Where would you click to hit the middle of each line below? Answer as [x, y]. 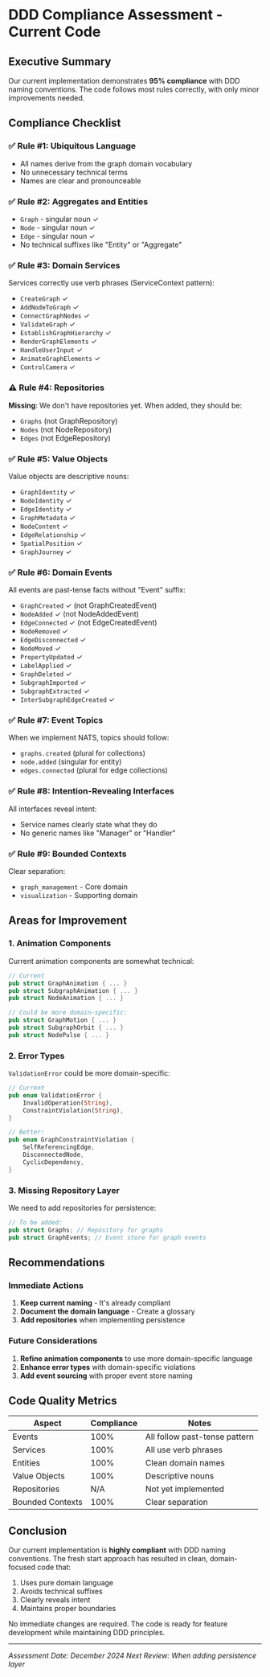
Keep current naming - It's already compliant [95, 1303]
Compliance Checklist [65, 123]
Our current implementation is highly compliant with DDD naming [117, 1550]
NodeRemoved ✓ [44, 631]
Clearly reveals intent [55, 1600]
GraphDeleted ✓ [46, 674]
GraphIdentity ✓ [48, 491]
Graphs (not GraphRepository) [69, 420]
